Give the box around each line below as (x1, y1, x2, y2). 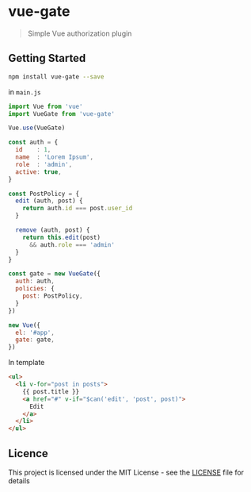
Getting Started (8, 52, 86, 65)
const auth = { (8, 138, 59, 147)
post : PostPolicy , (22, 292, 83, 300)
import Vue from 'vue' (8, 102, 83, 110)
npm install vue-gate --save (8, 72, 105, 81)
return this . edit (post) (22, 233, 101, 241)
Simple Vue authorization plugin (27, 29, 132, 38)
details (8, 475, 30, 486)
